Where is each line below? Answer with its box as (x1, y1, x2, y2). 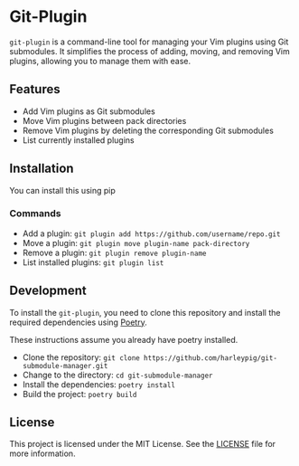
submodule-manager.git (22, 361, 108, 370)
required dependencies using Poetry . (9, 317, 147, 328)
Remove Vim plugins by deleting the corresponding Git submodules (22, 125, 274, 136)
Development (9, 283, 88, 299)
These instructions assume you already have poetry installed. (9, 334, 238, 345)
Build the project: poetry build (22, 388, 137, 399)
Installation (9, 161, 74, 176)
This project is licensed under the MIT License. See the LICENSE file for (9, 439, 276, 450)
